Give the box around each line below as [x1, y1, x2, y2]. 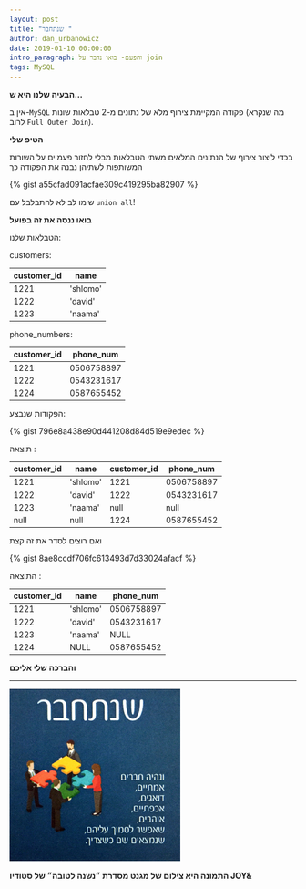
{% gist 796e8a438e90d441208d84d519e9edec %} [9, 425, 205, 437]
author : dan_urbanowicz [9, 34, 100, 43]
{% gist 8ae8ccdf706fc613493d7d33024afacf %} [9, 553, 197, 563]
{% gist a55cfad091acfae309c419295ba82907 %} [9, 179, 199, 190]
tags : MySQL [9, 63, 55, 72]
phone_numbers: [9, 328, 73, 339]
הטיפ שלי [9, 134, 44, 145]
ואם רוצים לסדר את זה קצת [9, 534, 102, 546]
